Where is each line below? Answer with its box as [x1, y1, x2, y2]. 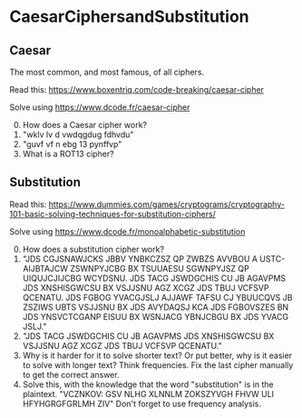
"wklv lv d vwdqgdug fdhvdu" [22, 129, 134, 140]
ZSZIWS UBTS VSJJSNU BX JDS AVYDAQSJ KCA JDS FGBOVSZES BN [22, 302, 289, 313]
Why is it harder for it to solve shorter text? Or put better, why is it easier [22, 350, 293, 361]
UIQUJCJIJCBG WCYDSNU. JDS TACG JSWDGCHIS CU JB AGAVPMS [22, 273, 287, 284]
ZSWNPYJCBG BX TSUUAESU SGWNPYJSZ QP [70, 263, 249, 274]
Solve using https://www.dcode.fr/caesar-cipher [9, 102, 190, 113]
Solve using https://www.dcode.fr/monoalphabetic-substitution [9, 225, 246, 237]
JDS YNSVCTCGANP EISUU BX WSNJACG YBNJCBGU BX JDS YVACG [22, 311, 288, 322]
